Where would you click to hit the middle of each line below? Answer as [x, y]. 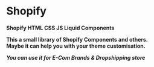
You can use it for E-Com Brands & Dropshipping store [76, 57]
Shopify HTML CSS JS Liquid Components [60, 28]
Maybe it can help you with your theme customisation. [76, 46]
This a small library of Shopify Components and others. [77, 39]
